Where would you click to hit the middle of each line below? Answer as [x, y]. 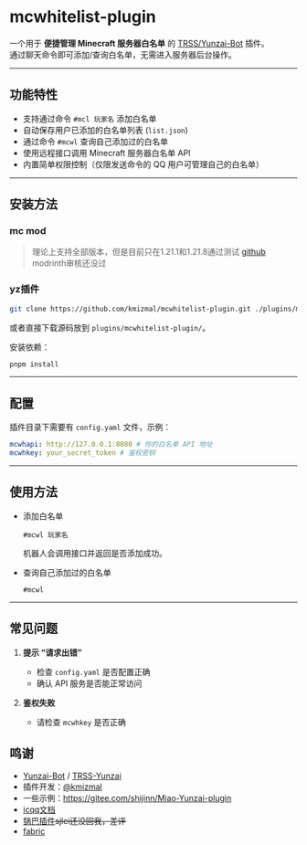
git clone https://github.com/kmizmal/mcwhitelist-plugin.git [130, 309]
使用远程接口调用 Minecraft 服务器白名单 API [106, 153]
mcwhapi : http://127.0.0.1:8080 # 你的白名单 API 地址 [111, 445]
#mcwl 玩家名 [45, 535]
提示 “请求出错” [52, 652]
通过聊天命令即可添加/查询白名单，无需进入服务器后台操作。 [123, 54]
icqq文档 [39, 809]
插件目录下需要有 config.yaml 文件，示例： [90, 428]
